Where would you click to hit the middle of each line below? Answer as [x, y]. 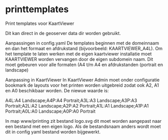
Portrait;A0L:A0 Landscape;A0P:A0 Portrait [50, 111]
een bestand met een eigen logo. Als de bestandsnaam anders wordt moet [83, 126]
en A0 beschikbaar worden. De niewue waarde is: [57, 90]
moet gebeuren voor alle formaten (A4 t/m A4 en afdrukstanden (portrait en [84, 64]
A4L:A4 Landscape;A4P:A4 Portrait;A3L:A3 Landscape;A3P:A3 [71, 100]
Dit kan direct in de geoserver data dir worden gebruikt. [63, 33]
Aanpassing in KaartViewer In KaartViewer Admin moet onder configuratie [82, 80]
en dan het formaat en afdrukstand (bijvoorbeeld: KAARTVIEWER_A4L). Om [84, 48]
